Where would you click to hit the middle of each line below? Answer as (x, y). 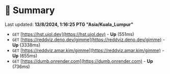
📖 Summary (30, 10)
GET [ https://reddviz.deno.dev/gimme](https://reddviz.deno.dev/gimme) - (89, 40)
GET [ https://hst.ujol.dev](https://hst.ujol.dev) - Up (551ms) (73, 34)
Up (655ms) (25, 56)
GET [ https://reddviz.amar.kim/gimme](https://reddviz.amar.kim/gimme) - (88, 50)
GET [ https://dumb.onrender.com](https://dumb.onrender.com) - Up (82, 61)
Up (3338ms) (26, 45)
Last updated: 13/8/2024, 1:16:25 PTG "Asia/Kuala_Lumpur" (69, 24)
